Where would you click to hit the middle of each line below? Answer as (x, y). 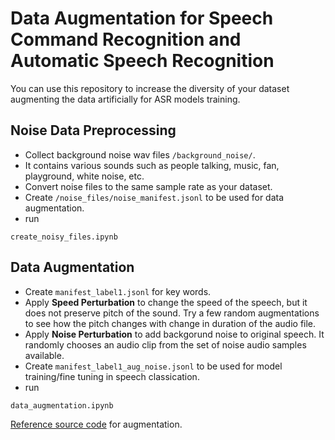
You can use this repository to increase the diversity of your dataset (150, 88)
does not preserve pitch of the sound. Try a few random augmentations (172, 313)
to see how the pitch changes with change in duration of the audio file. (170, 323)
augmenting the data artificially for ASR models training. (125, 99)
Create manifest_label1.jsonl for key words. (118, 291)
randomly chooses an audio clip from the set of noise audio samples (165, 344)
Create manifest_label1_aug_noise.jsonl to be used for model (153, 366)
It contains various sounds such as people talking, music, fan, (152, 165)
